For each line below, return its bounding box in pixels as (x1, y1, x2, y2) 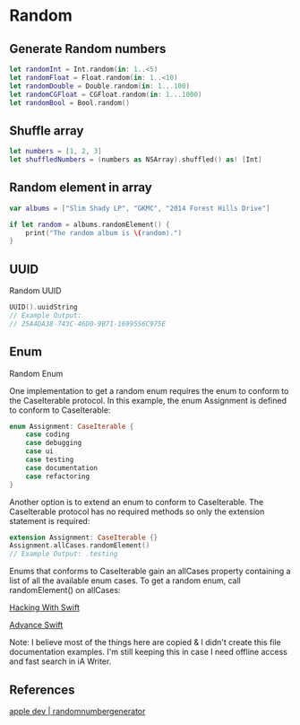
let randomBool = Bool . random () (9, 98, 130, 108)
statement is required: (9, 515, 90, 526)
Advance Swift (9, 620, 64, 631)
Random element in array (9, 180, 152, 196)
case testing (25, 455, 74, 464)
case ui (25, 447, 54, 456)
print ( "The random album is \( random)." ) (25, 228, 182, 238)
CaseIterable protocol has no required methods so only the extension (9, 506, 265, 517)
